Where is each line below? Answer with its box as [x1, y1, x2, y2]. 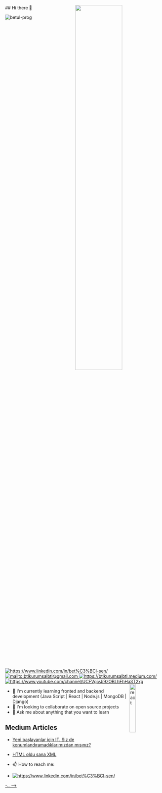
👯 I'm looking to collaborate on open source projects [12, 704, 120, 709]
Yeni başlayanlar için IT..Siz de [12, 737, 75, 743]
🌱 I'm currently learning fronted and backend [12, 688, 104, 694]
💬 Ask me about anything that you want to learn [12, 709, 110, 715]
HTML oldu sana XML [12, 751, 57, 757]
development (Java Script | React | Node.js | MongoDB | [12, 694, 127, 699]
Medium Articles [5, 723, 58, 732]
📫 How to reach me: [12, 761, 55, 767]
